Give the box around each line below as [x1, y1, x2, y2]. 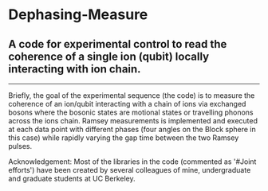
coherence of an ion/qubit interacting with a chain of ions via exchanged [8, 99, 246, 108]
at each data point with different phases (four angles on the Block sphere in [8, 125, 257, 134]
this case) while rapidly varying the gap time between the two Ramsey [8, 133, 239, 142]
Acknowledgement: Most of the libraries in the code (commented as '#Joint [8, 157, 257, 166]
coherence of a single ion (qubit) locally [8, 49, 210, 63]
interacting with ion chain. [8, 62, 141, 76]
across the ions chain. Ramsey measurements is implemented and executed [8, 116, 258, 125]
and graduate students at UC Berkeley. [8, 173, 136, 183]
